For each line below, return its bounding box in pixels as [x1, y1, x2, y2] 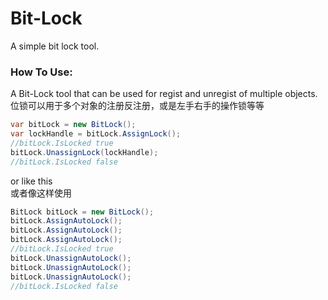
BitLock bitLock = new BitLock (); [10, 207, 155, 217]
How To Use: [10, 65, 73, 79]
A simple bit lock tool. [10, 40, 100, 52]
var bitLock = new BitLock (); [10, 120, 137, 130]
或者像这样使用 [10, 187, 72, 199]
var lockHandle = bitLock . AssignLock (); [10, 129, 182, 139]
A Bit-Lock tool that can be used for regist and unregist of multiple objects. [10, 88, 318, 100]
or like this [10, 175, 53, 187]
